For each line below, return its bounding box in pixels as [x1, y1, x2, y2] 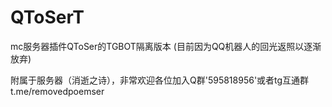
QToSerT [10, 6, 85, 29]
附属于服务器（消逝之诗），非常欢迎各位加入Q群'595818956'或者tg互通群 [10, 74, 310, 86]
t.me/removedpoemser [10, 85, 105, 97]
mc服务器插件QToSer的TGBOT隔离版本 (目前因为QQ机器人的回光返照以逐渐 [10, 40, 322, 52]
